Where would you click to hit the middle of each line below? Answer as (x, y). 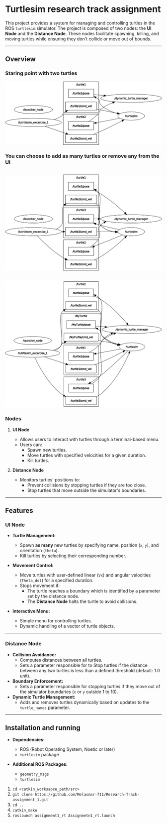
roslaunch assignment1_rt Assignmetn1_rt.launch (64, 816)
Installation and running (43, 728)
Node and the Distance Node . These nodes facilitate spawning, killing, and (82, 33)
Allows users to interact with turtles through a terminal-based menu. (90, 439)
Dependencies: (28, 740)
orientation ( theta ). (39, 551)
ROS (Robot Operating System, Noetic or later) (67, 749)
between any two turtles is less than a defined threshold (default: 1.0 (90, 670)
